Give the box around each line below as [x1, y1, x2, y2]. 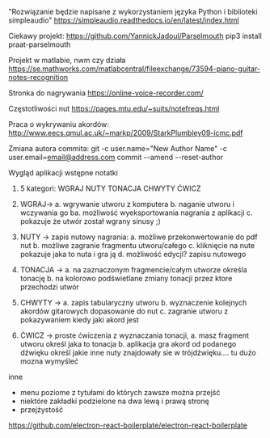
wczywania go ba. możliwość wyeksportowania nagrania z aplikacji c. [19, 208, 253, 217]
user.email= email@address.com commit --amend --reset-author [8, 153, 224, 162]
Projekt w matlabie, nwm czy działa [8, 56, 126, 65]
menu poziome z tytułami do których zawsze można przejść [19, 388, 221, 397]
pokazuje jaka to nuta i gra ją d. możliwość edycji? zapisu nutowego [19, 250, 247, 259]
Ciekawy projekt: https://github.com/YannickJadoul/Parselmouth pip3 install [8, 32, 263, 40]
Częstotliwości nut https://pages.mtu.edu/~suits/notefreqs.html [8, 104, 220, 113]
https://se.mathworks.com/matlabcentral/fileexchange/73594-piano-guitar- [8, 64, 261, 74]
